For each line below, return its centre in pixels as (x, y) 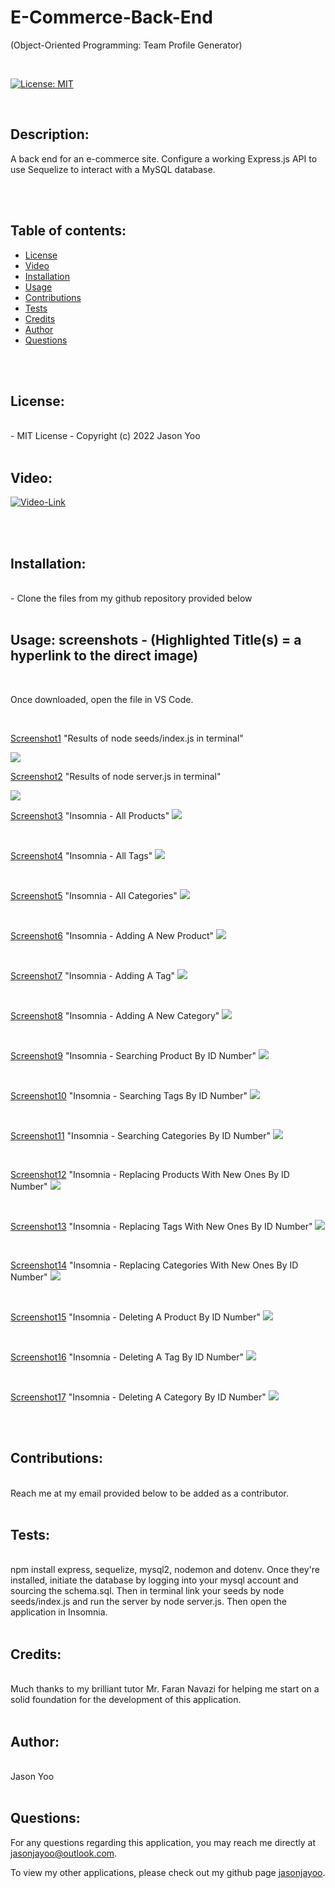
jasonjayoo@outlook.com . (64, 1853)
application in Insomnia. (59, 1612)
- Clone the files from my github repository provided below (131, 598)
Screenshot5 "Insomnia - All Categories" (94, 895)
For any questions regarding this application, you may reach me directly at (163, 1842)
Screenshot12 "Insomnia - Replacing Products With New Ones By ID (150, 1174)
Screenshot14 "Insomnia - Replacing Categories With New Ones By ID (154, 1265)
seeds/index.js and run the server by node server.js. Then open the (149, 1602)
